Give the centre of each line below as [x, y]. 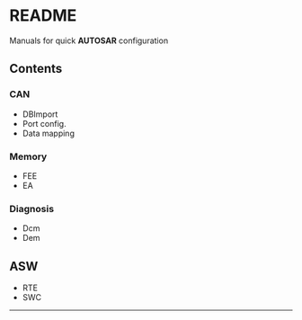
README [43, 16]
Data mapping [48, 133]
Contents [36, 69]
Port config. [44, 123]
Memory [28, 156]
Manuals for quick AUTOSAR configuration [89, 40]
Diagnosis [32, 209]
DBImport [40, 114]
